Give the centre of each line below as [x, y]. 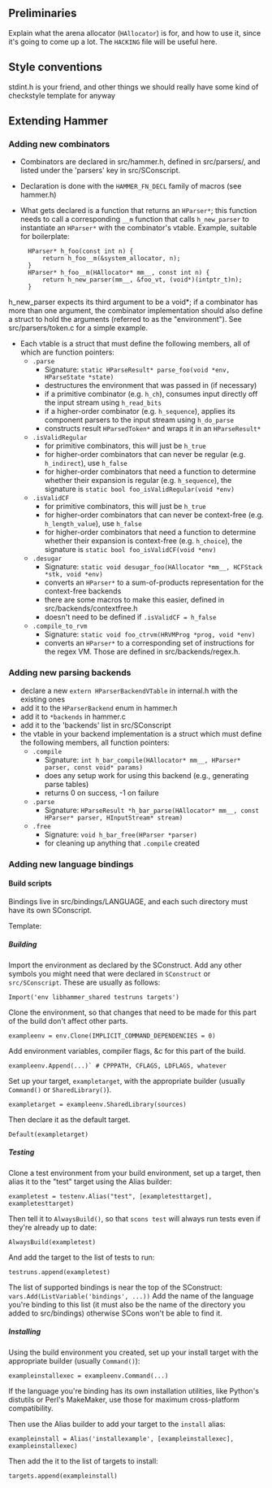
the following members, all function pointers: [95, 742]
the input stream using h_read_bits [103, 402]
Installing [25, 1332]
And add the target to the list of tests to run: [82, 1257]
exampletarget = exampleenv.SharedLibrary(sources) [97, 1104]
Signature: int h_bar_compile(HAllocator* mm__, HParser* [142, 759]
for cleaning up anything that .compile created [122, 843]
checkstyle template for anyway [62, 95]
